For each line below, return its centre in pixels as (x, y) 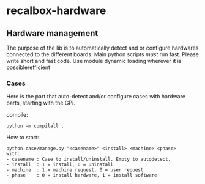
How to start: (23, 138)
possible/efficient (28, 67)
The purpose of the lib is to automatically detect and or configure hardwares (102, 48)
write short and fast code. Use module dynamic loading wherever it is (94, 61)
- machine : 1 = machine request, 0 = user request (75, 170)
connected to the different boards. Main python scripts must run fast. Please (102, 54)
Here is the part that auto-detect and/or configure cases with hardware (96, 97)
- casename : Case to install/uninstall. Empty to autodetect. (89, 160)
